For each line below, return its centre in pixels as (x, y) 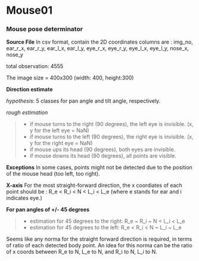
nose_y (15, 55)
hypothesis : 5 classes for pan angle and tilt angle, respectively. (83, 101)
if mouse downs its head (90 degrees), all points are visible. (103, 156)
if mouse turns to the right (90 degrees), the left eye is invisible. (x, (111, 124)
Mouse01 (29, 10)
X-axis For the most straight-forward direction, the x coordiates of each (94, 185)
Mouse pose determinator (45, 29)
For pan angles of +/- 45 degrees (48, 210)
